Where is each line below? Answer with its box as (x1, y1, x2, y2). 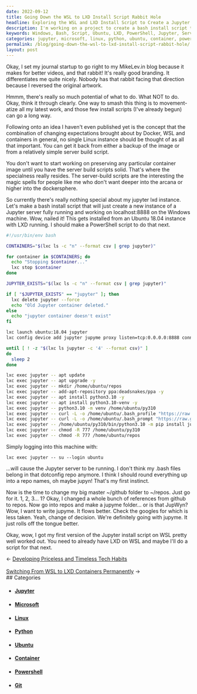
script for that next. (6, 543, 53, 550)
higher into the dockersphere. (6, 185, 78, 192)
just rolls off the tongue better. (6, 520, 79, 527)
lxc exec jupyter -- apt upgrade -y (6, 378, 96, 384)
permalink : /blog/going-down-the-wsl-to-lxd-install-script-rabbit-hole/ (6, 42, 191, 48)
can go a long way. (6, 112, 52, 119)
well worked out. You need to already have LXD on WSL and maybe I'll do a (6, 538, 188, 545)
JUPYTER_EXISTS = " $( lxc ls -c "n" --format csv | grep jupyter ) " (6, 281, 167, 286)
